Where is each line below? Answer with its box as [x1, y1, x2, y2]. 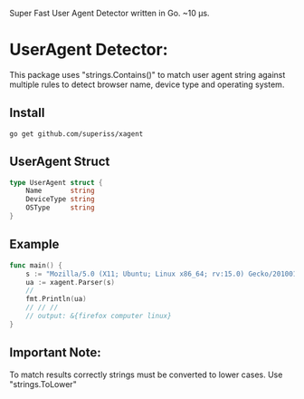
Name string [25, 186, 95, 196]
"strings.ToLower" [9, 378, 77, 389]
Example [9, 237, 60, 252]
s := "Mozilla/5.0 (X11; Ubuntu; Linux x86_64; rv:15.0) [25, 269, 245, 278]
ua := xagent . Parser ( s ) [25, 277, 116, 287]
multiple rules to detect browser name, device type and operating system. [9, 79, 285, 90]
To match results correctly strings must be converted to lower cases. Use [9, 369, 283, 380]
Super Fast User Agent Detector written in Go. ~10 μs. [9, 8, 210, 18]
